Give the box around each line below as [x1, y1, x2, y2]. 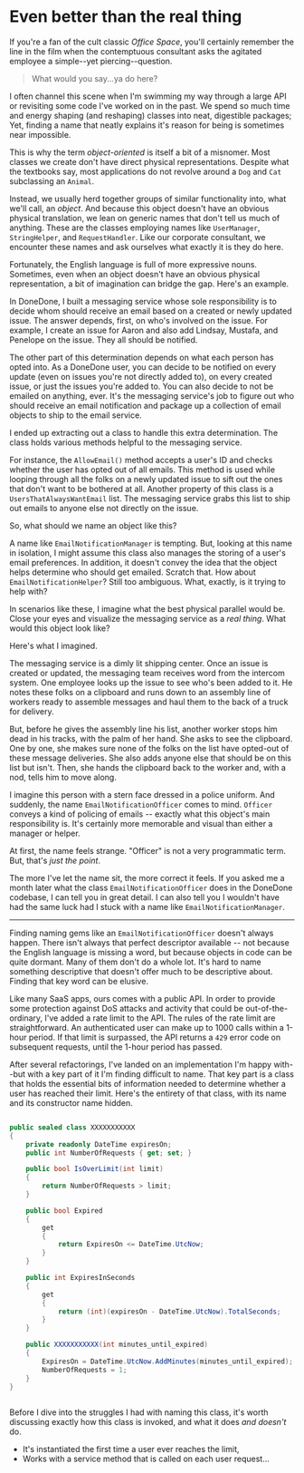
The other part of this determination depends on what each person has [9, 352, 274, 363]
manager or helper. [9, 828, 81, 838]
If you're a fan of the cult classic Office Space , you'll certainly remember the [9, 36, 294, 47]
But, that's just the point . [9, 855, 101, 866]
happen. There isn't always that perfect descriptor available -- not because [9, 936, 290, 948]
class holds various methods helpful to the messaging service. [9, 437, 242, 448]
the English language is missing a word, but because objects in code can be [9, 946, 292, 957]
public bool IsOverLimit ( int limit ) [25, 1165, 165, 1174]
